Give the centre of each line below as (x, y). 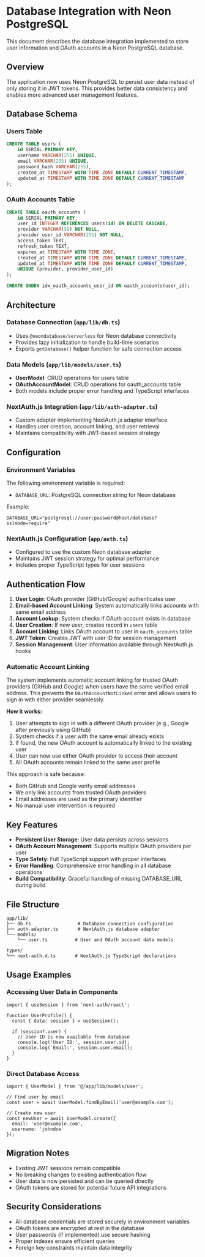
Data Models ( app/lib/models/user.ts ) (64, 364)
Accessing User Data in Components (62, 992)
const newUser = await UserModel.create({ (61, 1119)
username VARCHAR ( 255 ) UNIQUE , (57, 155)
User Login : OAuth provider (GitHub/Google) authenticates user (95, 599)
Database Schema (42, 114)
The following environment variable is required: (66, 483)
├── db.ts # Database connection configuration (90, 924)
